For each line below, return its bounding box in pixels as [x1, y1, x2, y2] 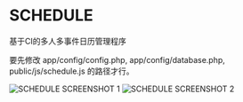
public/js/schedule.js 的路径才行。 [9, 66, 135, 76]
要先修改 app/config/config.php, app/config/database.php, [9, 54, 225, 65]
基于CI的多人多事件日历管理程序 [9, 35, 126, 46]
